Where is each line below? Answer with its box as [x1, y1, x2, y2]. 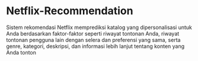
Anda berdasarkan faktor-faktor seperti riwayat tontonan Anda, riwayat [6, 30, 180, 37]
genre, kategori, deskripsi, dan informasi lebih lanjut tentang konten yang [6, 43, 185, 50]
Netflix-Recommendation [6, 4, 133, 18]
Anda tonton [6, 49, 37, 56]
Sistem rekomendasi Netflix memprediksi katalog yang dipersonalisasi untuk [6, 24, 193, 31]
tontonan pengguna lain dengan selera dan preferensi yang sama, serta [6, 36, 181, 43]
